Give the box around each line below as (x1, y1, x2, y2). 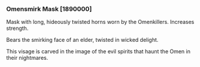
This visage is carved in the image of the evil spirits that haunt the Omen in (6, 48, 190, 55)
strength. (6, 25, 29, 32)
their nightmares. (6, 54, 49, 62)
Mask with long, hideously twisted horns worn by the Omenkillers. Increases (6, 19, 195, 26)
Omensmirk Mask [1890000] (6, 5, 92, 13)
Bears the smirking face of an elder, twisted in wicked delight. (6, 36, 159, 44)
